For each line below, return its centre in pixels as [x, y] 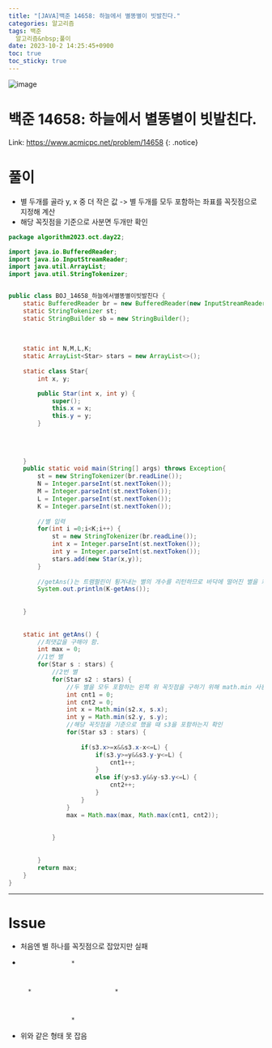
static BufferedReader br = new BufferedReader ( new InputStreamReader [144, 304]
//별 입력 [51, 522]
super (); [66, 401]
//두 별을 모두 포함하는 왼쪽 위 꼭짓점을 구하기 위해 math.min [159, 687]
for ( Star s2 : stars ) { [91, 679]
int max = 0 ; [59, 650]
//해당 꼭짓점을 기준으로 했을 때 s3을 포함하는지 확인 [144, 725]
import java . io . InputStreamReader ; [68, 259]
